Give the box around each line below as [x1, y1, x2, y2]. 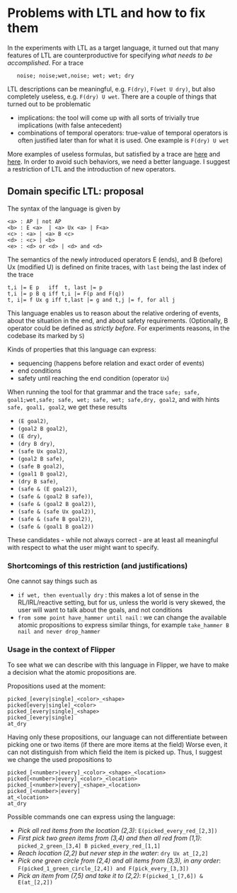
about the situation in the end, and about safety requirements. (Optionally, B [7, 316, 229, 325]
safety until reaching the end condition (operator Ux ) [17, 374, 170, 382]
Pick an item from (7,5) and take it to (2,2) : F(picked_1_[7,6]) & [17, 872, 203, 880]
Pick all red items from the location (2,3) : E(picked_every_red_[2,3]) [17, 826, 218, 835]
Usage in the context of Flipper [7, 644, 115, 654]
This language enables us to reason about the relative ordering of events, [7, 308, 221, 317]
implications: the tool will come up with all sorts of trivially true [17, 113, 200, 122]
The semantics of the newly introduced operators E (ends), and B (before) [7, 255, 223, 264]
